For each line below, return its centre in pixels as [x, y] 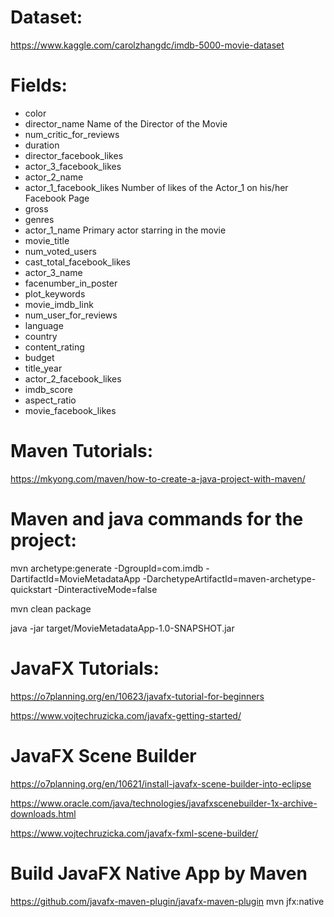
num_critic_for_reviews [72, 134]
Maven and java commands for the [157, 519]
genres [39, 219]
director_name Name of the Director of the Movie [126, 123]
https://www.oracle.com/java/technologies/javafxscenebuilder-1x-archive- [164, 803]
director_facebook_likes [74, 155]
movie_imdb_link [59, 304]
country [41, 336]
